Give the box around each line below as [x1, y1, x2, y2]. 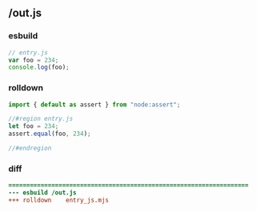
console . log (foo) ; [8, 63, 70, 71]
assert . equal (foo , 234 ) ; [8, 130, 91, 138]
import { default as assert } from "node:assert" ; [8, 100, 181, 109]
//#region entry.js [8, 115, 74, 123]
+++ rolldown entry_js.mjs [8, 196, 110, 205]
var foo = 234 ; [8, 56, 59, 64]
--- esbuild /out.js [8, 189, 78, 197]
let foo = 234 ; [8, 122, 59, 130]
